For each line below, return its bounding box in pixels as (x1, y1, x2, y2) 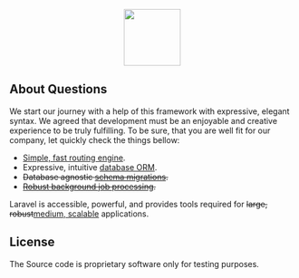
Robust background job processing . (22, 181, 157, 192)
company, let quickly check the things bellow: (9, 134, 180, 145)
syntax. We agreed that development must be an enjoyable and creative (9, 115, 278, 126)
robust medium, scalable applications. (9, 208, 149, 219)
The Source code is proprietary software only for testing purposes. (9, 258, 260, 269)
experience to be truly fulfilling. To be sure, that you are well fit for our (9, 125, 271, 136)
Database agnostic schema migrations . (22, 171, 169, 182)
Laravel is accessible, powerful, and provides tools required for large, (9, 198, 268, 209)
